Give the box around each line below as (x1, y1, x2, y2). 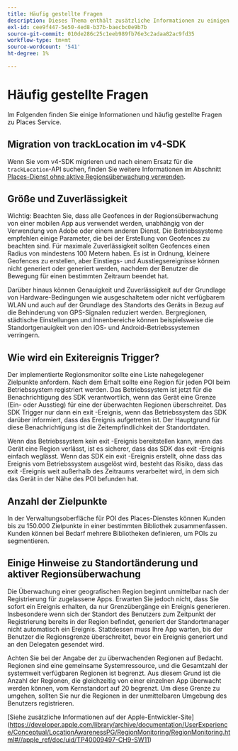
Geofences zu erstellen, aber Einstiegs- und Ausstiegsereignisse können (7, 257, 220, 265)
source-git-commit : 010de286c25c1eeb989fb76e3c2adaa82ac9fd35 (7, 30, 195, 38)
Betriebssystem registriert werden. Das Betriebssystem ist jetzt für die (7, 385, 212, 394)
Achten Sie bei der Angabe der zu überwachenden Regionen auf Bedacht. (7, 654, 224, 662)
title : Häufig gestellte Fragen (7, 10, 103, 18)
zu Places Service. (7, 118, 62, 126)
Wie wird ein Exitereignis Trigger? (7, 351, 160, 363)
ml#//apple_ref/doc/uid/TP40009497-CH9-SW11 (7, 735, 150, 744)
